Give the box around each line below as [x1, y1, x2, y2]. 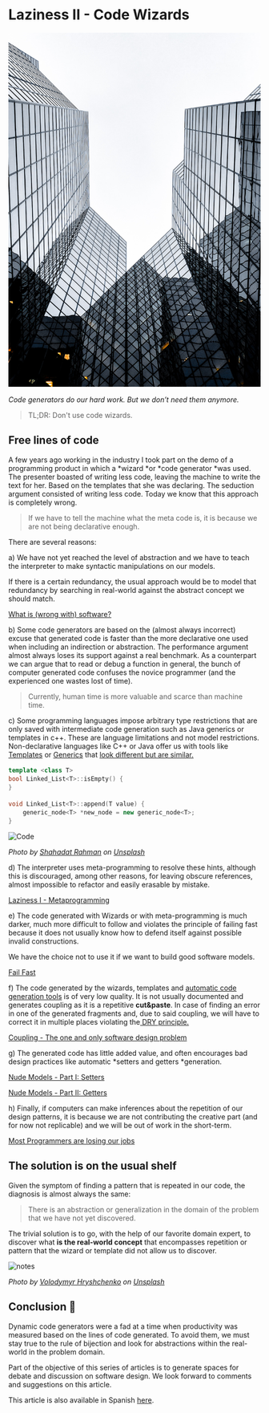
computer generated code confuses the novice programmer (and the [8, 668, 236, 677]
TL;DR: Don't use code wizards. [27, 410, 133, 420]
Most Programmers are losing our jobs [8, 1135, 135, 1145]
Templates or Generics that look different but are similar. [8, 749, 194, 759]
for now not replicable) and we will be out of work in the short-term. [8, 1120, 232, 1130]
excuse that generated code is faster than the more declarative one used [8, 633, 249, 643]
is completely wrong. [8, 497, 78, 507]
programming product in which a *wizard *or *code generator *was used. [8, 463, 251, 473]
